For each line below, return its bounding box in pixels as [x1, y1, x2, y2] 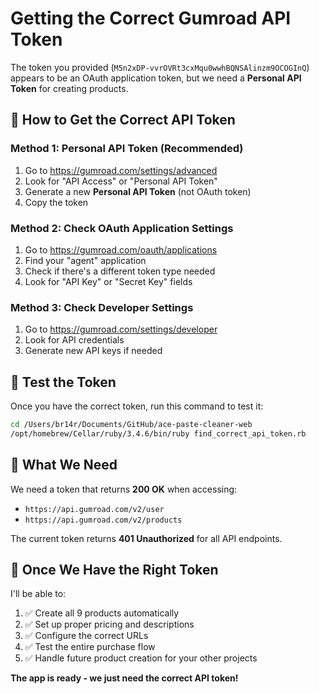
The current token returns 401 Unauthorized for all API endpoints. [10, 532, 283, 544]
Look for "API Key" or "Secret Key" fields [24, 275, 193, 287]
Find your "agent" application [24, 254, 147, 266]
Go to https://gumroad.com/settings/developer [24, 323, 218, 336]
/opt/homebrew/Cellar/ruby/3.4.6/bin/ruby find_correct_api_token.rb [10, 428, 307, 439]
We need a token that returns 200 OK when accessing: [10, 483, 238, 495]
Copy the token [24, 196, 89, 208]
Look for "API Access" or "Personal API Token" [24, 175, 218, 187]
